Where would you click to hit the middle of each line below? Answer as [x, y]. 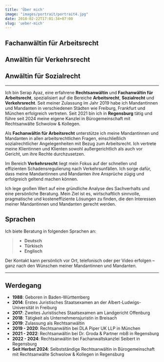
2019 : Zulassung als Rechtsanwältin [48, 323]
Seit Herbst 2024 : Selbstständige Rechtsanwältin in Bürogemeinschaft [83, 349]
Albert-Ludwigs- [125, 302]
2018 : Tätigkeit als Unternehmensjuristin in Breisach [64, 318]
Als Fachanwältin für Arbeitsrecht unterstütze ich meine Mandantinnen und [82, 133]
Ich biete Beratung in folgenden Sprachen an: [51, 231]
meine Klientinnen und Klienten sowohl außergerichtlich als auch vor [74, 149]
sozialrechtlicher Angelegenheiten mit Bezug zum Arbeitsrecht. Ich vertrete [81, 143]
